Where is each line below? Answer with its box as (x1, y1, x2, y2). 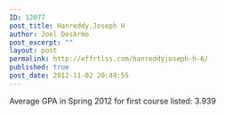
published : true (9, 63, 69, 72)
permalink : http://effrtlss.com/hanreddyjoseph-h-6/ (9, 54, 209, 63)
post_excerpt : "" (9, 37, 74, 47)
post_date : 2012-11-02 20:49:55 (9, 71, 129, 80)
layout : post (9, 46, 58, 55)
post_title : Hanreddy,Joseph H (9, 21, 125, 30)
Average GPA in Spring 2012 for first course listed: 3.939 (9, 95, 216, 106)
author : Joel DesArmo (9, 29, 90, 38)
